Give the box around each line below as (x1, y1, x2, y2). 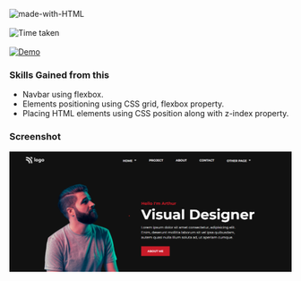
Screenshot (9, 131, 61, 143)
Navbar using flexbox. (21, 89, 104, 100)
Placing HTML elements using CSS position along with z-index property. (21, 108, 289, 119)
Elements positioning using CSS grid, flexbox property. (21, 98, 225, 109)
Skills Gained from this (9, 68, 110, 81)
